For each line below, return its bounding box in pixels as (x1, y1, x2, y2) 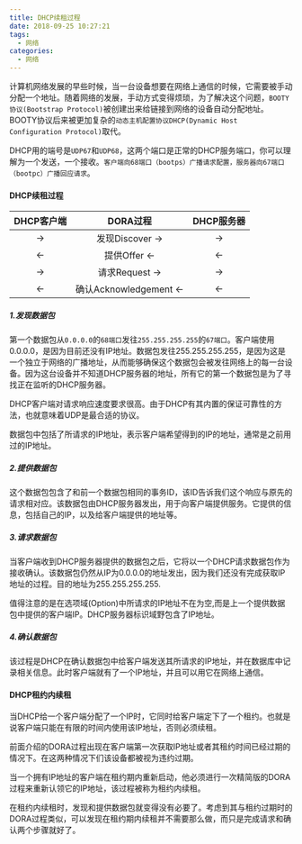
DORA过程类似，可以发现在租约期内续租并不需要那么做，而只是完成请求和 (9, 813, 284, 824)
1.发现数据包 (9, 310, 56, 321)
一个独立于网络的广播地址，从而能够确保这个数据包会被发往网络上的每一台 (9, 357, 285, 368)
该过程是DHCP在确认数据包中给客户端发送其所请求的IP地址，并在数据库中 (9, 656, 283, 667)
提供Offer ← (104, 250, 155, 262)
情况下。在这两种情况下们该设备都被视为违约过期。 (9, 753, 199, 764)
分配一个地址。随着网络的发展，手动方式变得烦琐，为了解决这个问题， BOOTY (9, 92, 289, 103)
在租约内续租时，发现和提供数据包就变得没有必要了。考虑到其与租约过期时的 (9, 803, 293, 813)
